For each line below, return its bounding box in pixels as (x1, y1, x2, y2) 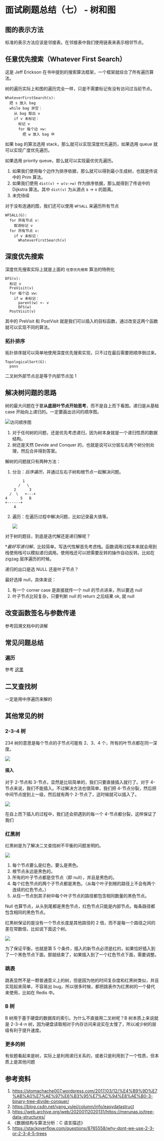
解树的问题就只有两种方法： (5, 458, 61, 464)
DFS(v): (5, 276, 21, 281)
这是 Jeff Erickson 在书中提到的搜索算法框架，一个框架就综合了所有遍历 (5, 69, 150, 75)
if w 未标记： (14, 296, 40, 301)
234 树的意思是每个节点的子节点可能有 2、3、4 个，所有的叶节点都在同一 (5, 740, 153, 745)
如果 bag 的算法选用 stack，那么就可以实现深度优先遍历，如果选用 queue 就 (5, 141, 158, 147)
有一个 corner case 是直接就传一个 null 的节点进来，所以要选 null (12, 587, 143, 593)
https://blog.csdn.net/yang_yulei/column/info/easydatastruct (12, 1103, 134, 1109)
